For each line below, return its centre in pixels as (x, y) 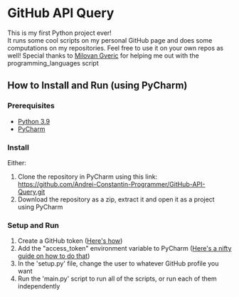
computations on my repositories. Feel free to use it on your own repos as (116, 48)
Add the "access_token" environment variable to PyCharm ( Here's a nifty (124, 249)
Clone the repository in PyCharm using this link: (87, 177)
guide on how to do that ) (54, 256)
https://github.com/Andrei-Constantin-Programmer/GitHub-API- (111, 184)
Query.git (31, 192)
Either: (17, 162)
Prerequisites (31, 106)
